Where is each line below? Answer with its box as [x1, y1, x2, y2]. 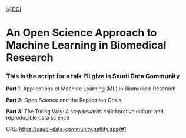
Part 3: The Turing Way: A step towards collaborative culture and [6, 108, 164, 115]
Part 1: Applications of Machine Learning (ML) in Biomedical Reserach [6, 85, 176, 92]
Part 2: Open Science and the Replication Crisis [6, 97, 122, 104]
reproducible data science [6, 115, 69, 122]
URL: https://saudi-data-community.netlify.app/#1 [6, 126, 127, 133]
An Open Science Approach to [6, 26, 157, 39]
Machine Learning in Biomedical [6, 39, 167, 52]
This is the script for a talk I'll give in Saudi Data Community [6, 72, 180, 80]
